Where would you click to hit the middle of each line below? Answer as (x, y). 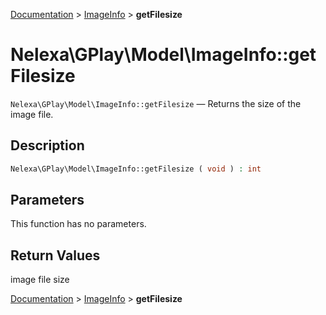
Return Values (55, 255)
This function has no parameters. (78, 224)
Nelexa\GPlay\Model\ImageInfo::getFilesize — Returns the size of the (156, 103)
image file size (40, 280)
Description (47, 145)
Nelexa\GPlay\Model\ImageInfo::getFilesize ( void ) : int (136, 169)
